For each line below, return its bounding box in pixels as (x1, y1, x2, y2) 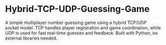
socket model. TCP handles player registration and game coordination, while (5, 24, 161, 30)
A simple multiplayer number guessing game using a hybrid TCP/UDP (5, 20, 147, 25)
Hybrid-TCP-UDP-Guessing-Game (5, 3, 150, 15)
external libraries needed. (5, 35, 58, 41)
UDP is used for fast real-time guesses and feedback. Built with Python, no (5, 30, 158, 36)
